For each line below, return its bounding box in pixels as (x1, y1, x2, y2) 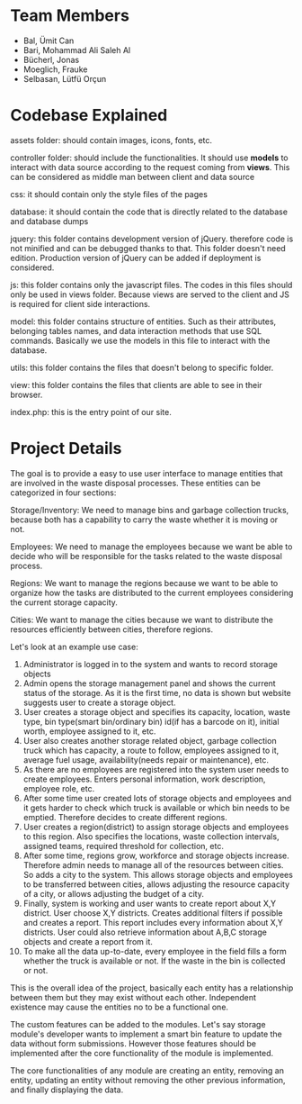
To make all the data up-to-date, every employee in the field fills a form (22, 946, 287, 956)
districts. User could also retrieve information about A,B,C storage (22, 927, 268, 937)
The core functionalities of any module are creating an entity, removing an (10, 1064, 284, 1076)
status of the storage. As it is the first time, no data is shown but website (22, 687, 291, 698)
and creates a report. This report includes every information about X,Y (22, 917, 284, 928)
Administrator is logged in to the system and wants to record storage (22, 658, 278, 669)
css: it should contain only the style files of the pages (10, 188, 208, 199)
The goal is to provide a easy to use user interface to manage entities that (10, 467, 284, 478)
